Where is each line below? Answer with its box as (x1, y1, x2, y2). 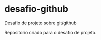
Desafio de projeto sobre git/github (4, 20, 77, 26)
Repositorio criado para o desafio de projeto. (4, 29, 97, 35)
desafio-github (4, 3, 68, 15)
